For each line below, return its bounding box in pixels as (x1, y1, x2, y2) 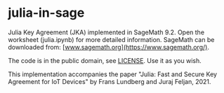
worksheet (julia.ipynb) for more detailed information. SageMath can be (8, 35, 215, 43)
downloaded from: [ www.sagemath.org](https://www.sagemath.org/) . (8, 43, 210, 51)
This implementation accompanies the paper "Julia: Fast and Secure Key (8, 70, 217, 78)
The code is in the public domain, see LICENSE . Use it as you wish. (8, 56, 202, 64)
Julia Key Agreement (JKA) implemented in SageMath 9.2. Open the (8, 28, 205, 36)
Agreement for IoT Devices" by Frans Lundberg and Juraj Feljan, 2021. (8, 77, 211, 85)
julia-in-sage (8, 5, 85, 21)
